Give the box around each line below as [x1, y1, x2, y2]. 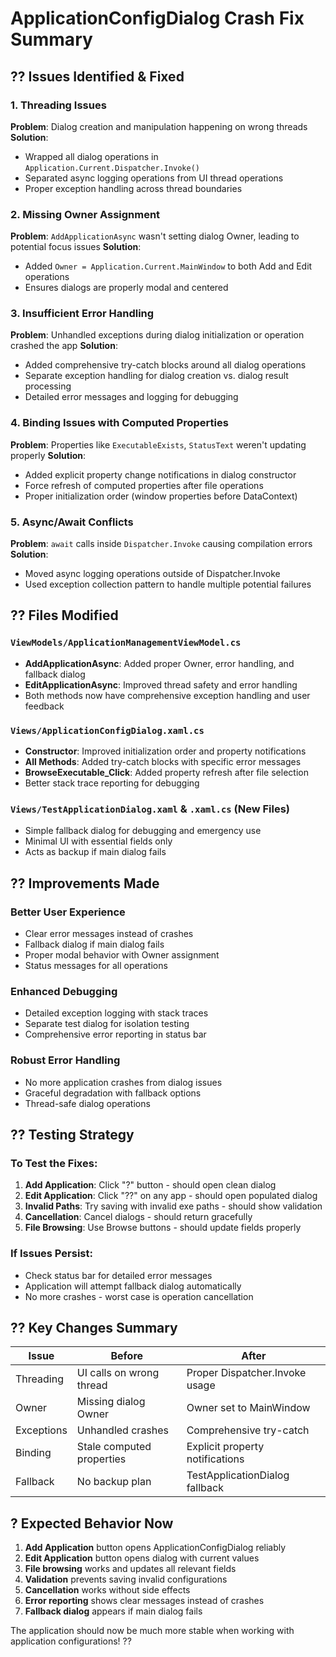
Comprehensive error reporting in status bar [24, 1028, 207, 1041]
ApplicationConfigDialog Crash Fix [10, 7, 305, 30]
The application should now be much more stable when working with [10, 1625, 295, 1637]
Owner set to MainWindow [186, 1401, 311, 1415]
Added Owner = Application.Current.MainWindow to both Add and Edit [24, 260, 313, 272]
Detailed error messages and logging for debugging [24, 391, 239, 403]
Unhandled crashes [76, 1423, 170, 1437]
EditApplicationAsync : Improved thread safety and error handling [24, 678, 298, 691]
